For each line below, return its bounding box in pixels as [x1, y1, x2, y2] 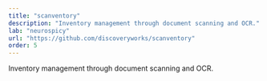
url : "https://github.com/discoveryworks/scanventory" [8, 34, 196, 43]
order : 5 [8, 42, 38, 50]
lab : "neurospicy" [8, 26, 70, 34]
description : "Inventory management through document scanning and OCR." [8, 19, 261, 27]
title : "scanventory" [8, 11, 81, 20]
